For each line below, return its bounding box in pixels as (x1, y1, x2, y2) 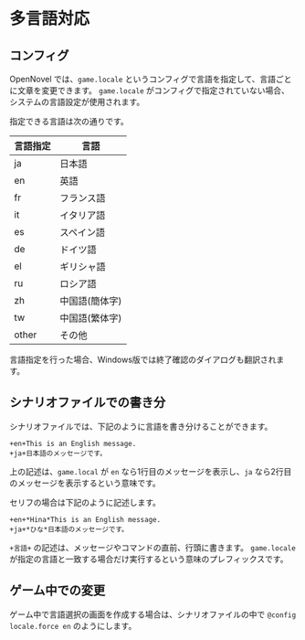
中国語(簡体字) (59, 294, 122, 307)
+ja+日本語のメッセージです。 (9, 449, 107, 458)
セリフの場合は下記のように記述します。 (9, 496, 162, 507)
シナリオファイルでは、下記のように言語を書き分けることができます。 (9, 421, 273, 432)
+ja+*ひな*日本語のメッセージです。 (9, 525, 129, 534)
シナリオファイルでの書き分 (9, 395, 166, 411)
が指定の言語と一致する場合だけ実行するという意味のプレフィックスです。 (9, 553, 289, 564)
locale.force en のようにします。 (9, 620, 137, 631)
